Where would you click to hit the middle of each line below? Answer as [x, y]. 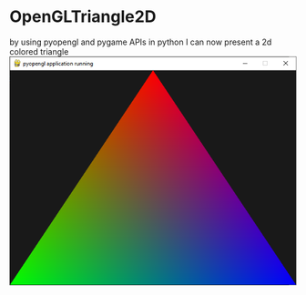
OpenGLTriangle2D [83, 17]
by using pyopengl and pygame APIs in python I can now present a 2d [141, 42]
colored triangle [39, 51]
